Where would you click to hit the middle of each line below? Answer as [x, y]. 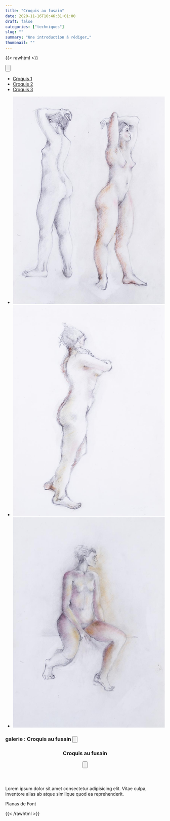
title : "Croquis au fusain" [35, 11]
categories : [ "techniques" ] [35, 27]
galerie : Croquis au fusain [38, 739]
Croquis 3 [23, 89]
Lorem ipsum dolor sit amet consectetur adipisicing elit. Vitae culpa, [76, 789]
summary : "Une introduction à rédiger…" [49, 37]
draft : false [19, 21]
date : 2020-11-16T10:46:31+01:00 [40, 16]
